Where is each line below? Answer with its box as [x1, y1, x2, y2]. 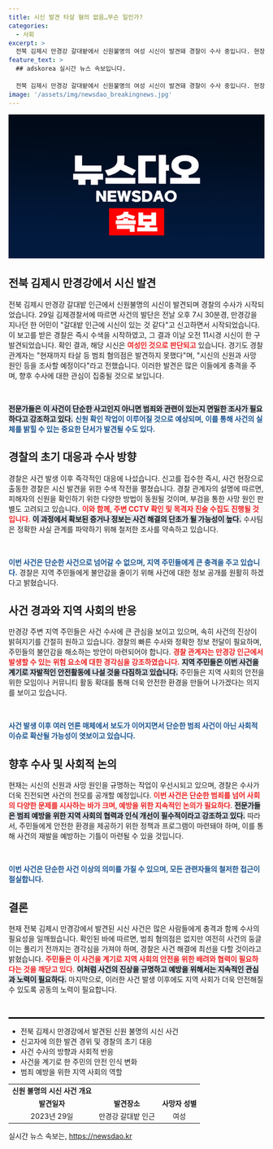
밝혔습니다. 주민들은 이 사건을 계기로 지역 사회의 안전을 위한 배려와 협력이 [8, 955, 237, 964]
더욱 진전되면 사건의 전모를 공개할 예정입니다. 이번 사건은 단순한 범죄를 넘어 [8, 790, 245, 801]
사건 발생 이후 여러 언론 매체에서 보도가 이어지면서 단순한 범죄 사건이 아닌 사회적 [8, 721, 258, 731]
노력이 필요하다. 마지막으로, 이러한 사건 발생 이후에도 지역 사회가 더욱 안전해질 [16, 975, 264, 985]
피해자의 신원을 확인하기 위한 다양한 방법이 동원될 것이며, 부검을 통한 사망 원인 [8, 493, 256, 504]
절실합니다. [8, 875, 45, 885]
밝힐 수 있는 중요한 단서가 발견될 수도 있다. [23, 424, 156, 434]
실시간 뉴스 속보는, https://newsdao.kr [8, 1131, 132, 1141]
